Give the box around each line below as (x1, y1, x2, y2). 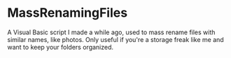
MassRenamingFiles (7, 5, 128, 21)
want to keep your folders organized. (7, 43, 114, 51)
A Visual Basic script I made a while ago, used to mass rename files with (7, 28, 216, 36)
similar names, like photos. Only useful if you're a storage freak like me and (7, 35, 224, 43)
